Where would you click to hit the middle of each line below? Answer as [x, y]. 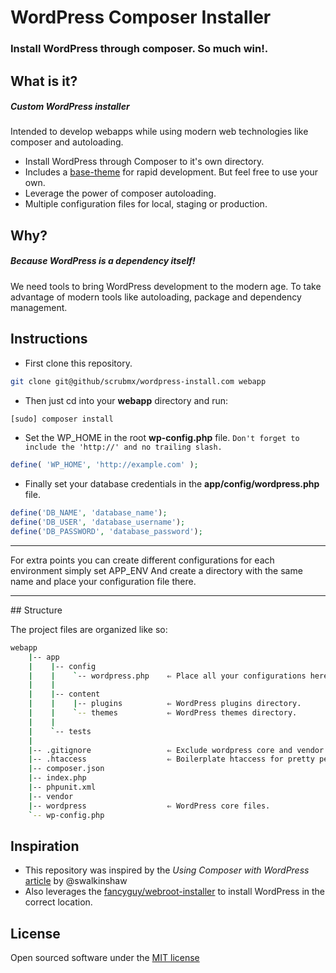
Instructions [49, 339]
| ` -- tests [60, 731]
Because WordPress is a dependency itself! [103, 261]
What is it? [44, 81]
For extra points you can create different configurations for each [142, 560]
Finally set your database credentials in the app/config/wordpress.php [172, 484]
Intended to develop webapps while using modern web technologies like [159, 132]
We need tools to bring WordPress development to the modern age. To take [166, 286]
